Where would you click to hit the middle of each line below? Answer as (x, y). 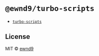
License (18, 37)
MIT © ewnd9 (19, 49)
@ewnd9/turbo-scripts (50, 9)
